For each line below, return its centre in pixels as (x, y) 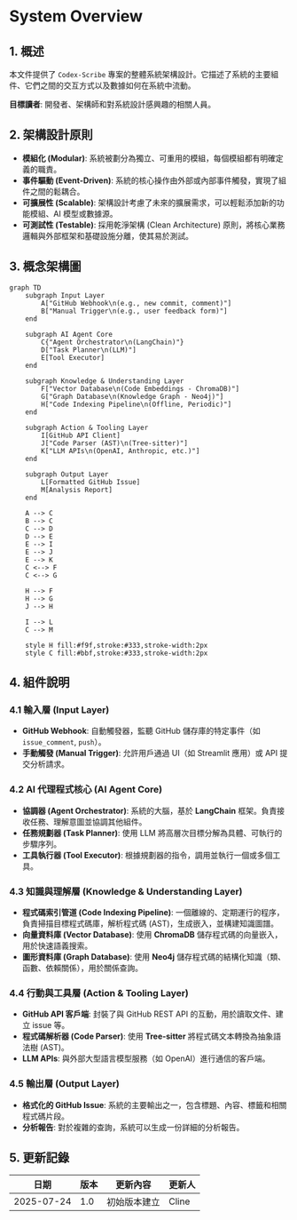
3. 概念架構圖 (45, 267)
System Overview (76, 16)
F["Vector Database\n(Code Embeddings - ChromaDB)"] (141, 388)
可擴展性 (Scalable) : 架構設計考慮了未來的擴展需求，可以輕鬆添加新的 (149, 203)
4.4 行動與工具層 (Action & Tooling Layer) (99, 993)
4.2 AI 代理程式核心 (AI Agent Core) (86, 790)
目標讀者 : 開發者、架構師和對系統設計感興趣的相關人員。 (112, 104)
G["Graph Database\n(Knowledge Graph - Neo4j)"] (133, 396)
